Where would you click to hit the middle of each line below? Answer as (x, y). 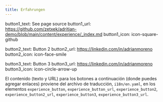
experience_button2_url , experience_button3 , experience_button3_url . (77, 94)
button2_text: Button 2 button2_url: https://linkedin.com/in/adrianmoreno (79, 49)
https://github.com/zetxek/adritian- (41, 29)
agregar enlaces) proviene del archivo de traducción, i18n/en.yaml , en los (80, 84)
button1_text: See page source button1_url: (48, 24)
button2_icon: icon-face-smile (36, 54)
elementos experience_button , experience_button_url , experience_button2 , (81, 89)
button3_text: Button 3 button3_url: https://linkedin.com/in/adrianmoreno (79, 64)
